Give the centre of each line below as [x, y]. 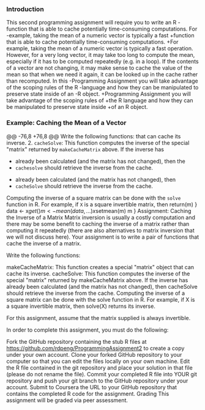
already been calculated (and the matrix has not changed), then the [100, 161]
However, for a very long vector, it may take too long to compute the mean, [101, 55]
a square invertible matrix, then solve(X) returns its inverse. [81, 306]
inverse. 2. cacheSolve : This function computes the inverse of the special [98, 143]
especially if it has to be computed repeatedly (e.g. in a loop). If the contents [102, 61]
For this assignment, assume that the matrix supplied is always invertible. [99, 318]
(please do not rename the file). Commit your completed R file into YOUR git [102, 374]
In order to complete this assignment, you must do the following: [88, 330]
